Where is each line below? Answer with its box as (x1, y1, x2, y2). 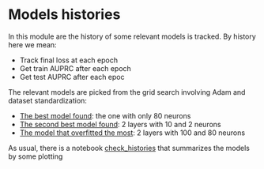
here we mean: (8, 39, 57, 49)
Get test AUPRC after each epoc (19, 72, 125, 81)
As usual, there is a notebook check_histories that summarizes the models (8, 143, 251, 152)
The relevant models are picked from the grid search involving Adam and (8, 87, 246, 96)
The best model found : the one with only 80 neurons (19, 111, 191, 120)
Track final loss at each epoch (19, 55, 119, 65)
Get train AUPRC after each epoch (19, 63, 132, 73)
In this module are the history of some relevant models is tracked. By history (8, 32, 257, 41)
